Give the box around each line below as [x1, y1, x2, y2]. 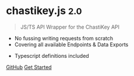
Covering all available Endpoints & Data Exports [14, 41, 129, 48]
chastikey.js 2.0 [6, 4, 83, 18]
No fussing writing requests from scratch [14, 34, 114, 42]
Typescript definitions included [14, 52, 89, 59]
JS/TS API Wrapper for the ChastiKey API [20, 23, 119, 30]
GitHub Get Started [6, 63, 52, 71]
